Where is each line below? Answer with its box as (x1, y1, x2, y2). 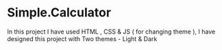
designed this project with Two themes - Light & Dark (7, 34, 158, 42)
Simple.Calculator (7, 5, 112, 21)
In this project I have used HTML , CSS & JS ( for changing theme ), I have (7, 27, 216, 36)
